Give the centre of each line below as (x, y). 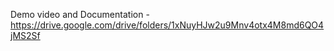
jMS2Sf (25, 35)
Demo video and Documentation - (80, 14)
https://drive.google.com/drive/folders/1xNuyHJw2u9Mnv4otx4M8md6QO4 (167, 25)
